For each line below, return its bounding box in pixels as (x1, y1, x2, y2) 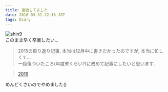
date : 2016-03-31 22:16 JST (5, 12, 66, 17)
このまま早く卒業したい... (5, 37, 59, 43)
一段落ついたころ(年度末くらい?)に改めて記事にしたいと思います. (17, 61, 155, 67)
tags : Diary (5, 17, 31, 22)
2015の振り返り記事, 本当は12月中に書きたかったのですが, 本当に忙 (17, 48, 159, 54)
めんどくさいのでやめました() (5, 81, 67, 87)
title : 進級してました (5, 7, 48, 13)
